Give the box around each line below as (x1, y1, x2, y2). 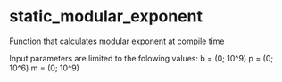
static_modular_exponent (9, 6, 203, 27)
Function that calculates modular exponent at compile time (9, 36, 225, 46)
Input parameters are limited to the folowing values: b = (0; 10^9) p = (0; (9, 53, 274, 63)
